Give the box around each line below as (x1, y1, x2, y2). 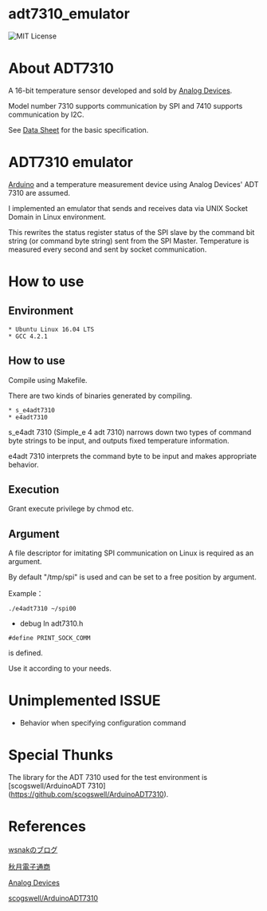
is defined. (8, 648, 44, 658)
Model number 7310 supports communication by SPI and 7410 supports (8, 101, 243, 110)
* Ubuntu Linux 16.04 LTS (8, 325, 94, 333)
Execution (8, 483, 60, 496)
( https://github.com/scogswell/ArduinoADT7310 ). (8, 790, 169, 799)
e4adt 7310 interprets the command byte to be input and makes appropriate (8, 451, 257, 460)
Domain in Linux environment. (8, 212, 106, 221)
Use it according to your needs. (8, 664, 112, 674)
